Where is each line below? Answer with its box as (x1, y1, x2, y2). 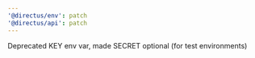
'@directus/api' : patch (7, 19, 88, 27)
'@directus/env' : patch (7, 11, 88, 20)
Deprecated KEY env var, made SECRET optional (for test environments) (7, 41, 248, 50)
